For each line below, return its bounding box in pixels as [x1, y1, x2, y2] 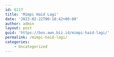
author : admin [5, 21, 35, 26]
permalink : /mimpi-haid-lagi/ [5, 35, 68, 40]
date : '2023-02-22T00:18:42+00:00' [5, 16, 79, 21]
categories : [5, 40, 30, 45]
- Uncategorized [14, 44, 48, 49]
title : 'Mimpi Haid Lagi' [5, 12, 58, 17]
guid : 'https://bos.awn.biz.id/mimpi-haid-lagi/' [5, 30, 110, 35]
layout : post [5, 26, 32, 31]
